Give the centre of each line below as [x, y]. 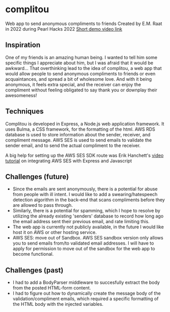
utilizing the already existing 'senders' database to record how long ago [88, 216]
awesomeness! [21, 95]
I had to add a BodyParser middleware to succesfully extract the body [86, 282]
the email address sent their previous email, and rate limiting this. [81, 222]
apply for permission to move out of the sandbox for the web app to [84, 249]
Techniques [25, 112]
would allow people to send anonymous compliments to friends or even [80, 74]
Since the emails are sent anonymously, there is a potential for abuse [85, 189]
